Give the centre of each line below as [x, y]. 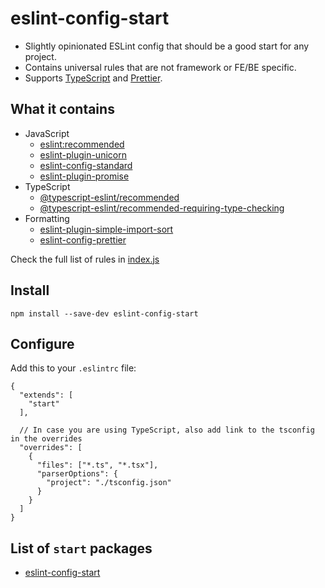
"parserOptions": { [77, 474]
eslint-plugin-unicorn [83, 154]
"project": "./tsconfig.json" [109, 483]
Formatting [47, 218]
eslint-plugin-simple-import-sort [106, 229]
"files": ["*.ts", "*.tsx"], [97, 465]
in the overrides [46, 439]
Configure [42, 343]
